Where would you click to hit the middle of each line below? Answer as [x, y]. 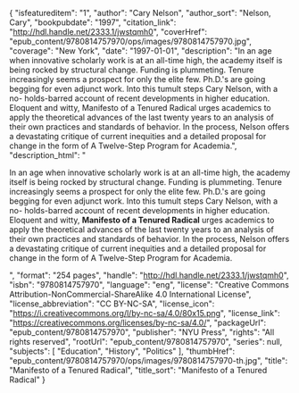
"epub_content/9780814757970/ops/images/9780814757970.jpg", [130, 41]
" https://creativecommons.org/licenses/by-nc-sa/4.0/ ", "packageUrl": [138, 322]
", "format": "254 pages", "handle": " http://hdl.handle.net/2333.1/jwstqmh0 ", [149, 275]
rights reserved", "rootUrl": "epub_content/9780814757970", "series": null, [146, 342]
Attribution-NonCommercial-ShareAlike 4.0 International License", [130, 294]
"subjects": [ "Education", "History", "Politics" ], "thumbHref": [122, 351]
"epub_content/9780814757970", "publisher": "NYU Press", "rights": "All [142, 332]
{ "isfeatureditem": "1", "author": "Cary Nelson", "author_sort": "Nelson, [140, 13]
